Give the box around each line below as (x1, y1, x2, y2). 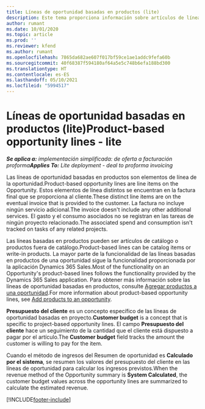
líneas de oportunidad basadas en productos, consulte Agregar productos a (6, 282, 197, 290)
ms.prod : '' (6, 37, 37, 43)
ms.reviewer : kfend (6, 43, 56, 49)
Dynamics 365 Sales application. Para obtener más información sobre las (6, 276, 190, 283)
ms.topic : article (6, 32, 53, 38)
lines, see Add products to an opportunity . (6, 295, 112, 303)
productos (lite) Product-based (6, 122, 165, 136)
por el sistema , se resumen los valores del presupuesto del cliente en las (6, 358, 190, 365)
